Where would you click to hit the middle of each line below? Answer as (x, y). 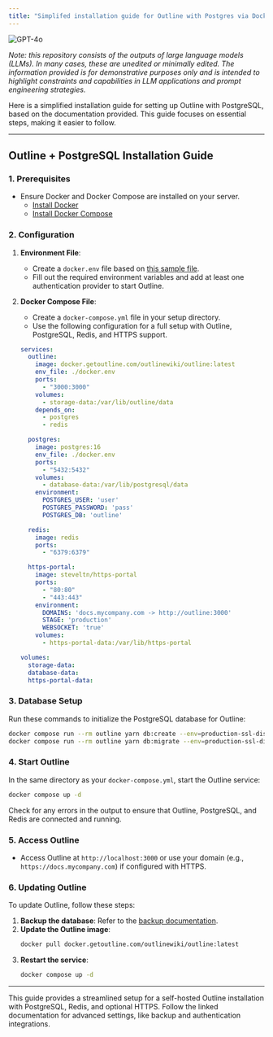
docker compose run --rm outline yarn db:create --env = (105, 734)
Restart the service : (54, 960)
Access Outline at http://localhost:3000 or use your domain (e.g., (132, 858)
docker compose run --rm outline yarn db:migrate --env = (107, 741)
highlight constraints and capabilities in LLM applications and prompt (125, 81)
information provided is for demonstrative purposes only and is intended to (134, 72)
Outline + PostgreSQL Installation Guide (111, 156)
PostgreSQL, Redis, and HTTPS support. (100, 334)
